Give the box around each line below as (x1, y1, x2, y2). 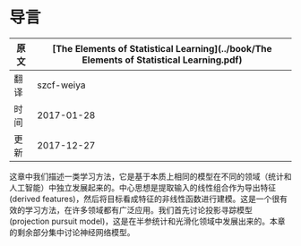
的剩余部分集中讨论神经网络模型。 (9, 226, 135, 237)
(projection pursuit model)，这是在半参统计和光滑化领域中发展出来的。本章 (9, 216, 286, 226)
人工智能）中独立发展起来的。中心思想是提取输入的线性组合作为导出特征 (9, 182, 276, 192)
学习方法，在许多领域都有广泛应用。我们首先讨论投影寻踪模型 (24, 204, 253, 215)
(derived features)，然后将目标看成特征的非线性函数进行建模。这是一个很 (9, 193, 280, 204)
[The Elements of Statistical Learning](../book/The (52, 42, 272, 55)
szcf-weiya (37, 79, 86, 91)
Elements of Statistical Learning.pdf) (82, 54, 243, 66)
